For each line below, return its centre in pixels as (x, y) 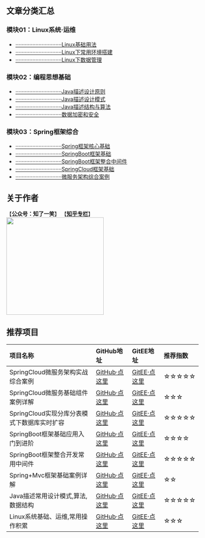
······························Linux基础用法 (56, 44)
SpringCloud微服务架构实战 (49, 372)
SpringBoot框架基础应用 (44, 434)
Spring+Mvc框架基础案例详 (49, 475)
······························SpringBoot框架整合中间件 (71, 161)
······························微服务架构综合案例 (62, 177)
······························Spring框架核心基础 (63, 146)
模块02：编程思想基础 (39, 77)
